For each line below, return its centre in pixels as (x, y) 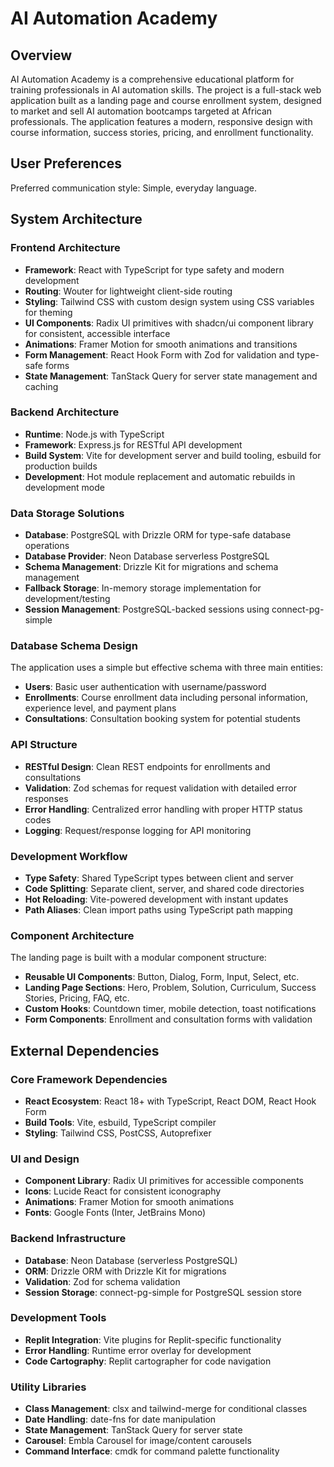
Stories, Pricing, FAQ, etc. (77, 998)
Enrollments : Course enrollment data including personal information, (166, 698)
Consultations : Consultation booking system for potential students (162, 719)
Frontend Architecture (65, 248)
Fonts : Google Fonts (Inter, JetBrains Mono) (115, 1213)
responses (46, 798)
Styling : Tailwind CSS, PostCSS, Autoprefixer (118, 1133)
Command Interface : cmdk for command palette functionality (152, 1451)
